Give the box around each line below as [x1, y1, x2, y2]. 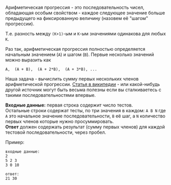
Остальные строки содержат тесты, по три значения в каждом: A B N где [5, 108, 166, 113]
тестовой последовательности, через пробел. [5, 129, 106, 135]
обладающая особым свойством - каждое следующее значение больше [5, 10, 165, 16]
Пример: [5, 139, 25, 145]
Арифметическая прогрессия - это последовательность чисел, [5, 5, 145, 10]
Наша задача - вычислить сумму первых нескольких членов [5, 76, 139, 81]
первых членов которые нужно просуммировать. [5, 118, 114, 125]
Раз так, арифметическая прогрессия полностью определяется [5, 46, 146, 52]
